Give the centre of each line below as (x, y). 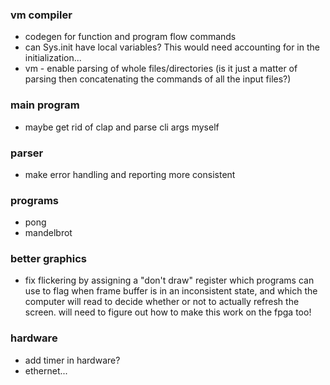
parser (27, 153)
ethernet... (46, 370)
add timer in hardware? (72, 360)
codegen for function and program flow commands (130, 37)
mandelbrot (48, 233)
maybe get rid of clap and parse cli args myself (122, 127)
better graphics (48, 259)
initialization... (53, 58)
